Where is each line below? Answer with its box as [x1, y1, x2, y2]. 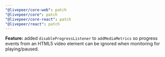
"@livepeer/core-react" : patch [5, 17, 71, 22]
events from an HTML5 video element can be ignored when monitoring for [5, 41, 160, 47]
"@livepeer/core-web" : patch [5, 7, 67, 13]
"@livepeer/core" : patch [5, 12, 58, 17]
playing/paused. [5, 46, 39, 52]
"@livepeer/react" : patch [5, 21, 60, 27]
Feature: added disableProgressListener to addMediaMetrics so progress [5, 35, 158, 41]
